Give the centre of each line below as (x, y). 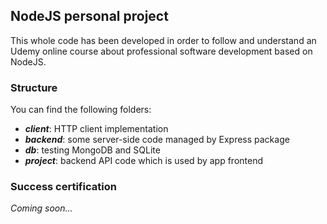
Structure (34, 87)
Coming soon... (41, 208)
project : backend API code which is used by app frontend (144, 161)
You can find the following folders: (81, 110)
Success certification (63, 187)
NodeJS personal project (89, 16)
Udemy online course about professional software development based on (161, 51)
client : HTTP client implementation (96, 129)
